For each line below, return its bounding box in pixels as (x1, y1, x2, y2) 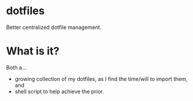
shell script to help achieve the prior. (14, 87, 104, 95)
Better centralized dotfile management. (6, 24, 102, 31)
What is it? (6, 44, 60, 58)
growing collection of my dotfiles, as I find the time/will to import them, (14, 75, 188, 82)
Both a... (6, 64, 27, 71)
